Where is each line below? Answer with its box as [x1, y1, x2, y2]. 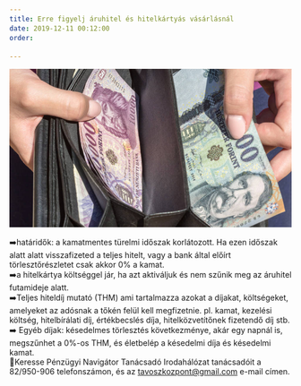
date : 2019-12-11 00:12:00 [9, 23, 110, 33]
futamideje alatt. [9, 282, 70, 293]
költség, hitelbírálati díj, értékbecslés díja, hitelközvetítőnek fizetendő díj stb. [9, 314, 290, 326]
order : [9, 33, 34, 42]
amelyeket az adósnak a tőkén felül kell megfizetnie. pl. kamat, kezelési [9, 305, 272, 316]
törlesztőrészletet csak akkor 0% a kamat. [9, 260, 165, 270]
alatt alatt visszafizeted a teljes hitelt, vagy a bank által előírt [9, 250, 231, 261]
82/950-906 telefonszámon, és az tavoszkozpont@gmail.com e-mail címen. [9, 366, 290, 377]
